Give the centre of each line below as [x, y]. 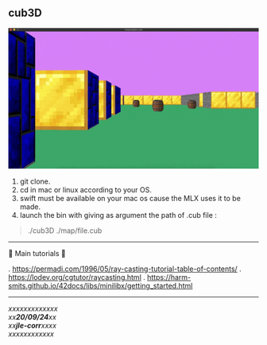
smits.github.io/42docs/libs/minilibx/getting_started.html [101, 286]
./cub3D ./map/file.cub [65, 231]
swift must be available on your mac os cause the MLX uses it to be [130, 199]
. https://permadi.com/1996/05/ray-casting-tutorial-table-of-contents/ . [125, 269]
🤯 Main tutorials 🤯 [37, 254]
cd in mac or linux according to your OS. [86, 190]
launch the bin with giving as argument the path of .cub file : [118, 215]
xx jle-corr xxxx [33, 326]
